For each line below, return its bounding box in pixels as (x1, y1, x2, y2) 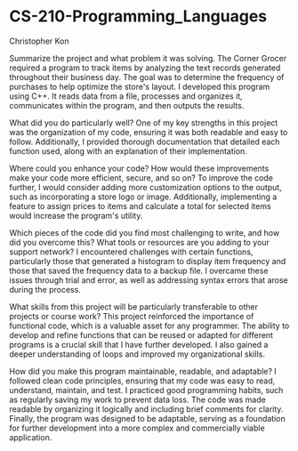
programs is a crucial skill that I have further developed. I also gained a (9, 339, 269, 350)
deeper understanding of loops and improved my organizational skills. (9, 349, 265, 359)
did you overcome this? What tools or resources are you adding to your (9, 237, 270, 247)
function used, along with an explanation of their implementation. (9, 145, 247, 157)
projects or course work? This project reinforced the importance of (9, 310, 254, 321)
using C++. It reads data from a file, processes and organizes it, (9, 91, 243, 101)
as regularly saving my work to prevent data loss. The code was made (9, 394, 267, 405)
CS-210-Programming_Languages (9, 6, 268, 27)
